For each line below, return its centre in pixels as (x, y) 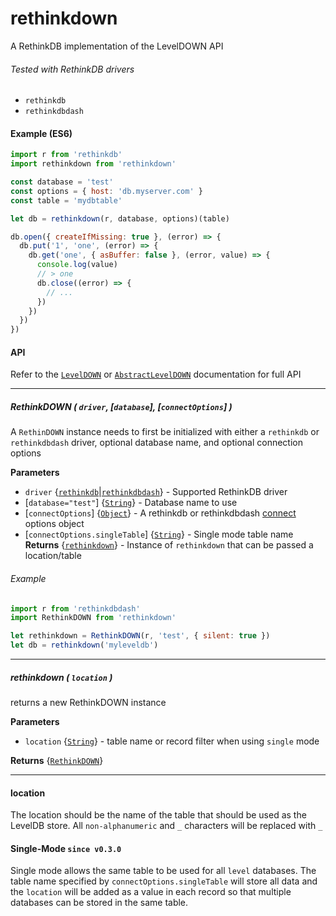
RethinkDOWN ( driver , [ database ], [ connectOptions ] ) (121, 407)
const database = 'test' (62, 182)
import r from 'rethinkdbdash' (75, 608)
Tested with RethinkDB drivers (72, 69)
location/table (53, 556)
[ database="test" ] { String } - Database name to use (131, 503)
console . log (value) (77, 265)
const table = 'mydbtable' (66, 200)
